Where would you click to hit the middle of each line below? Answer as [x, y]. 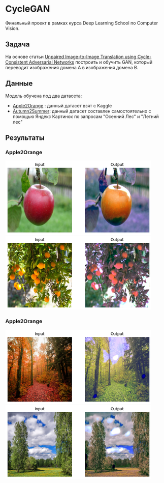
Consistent [17, 62]
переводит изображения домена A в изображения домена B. [72, 67]
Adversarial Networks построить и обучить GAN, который [91, 62]
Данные [19, 84]
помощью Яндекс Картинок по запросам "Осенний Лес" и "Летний [86, 116]
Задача [18, 45]
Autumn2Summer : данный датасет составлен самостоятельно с [82, 111]
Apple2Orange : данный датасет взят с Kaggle [62, 105]
